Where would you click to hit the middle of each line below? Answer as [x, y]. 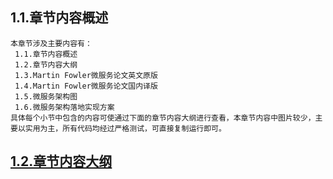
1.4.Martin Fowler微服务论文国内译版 [86, 86]
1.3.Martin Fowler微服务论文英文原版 [86, 75]
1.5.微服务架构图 [46, 96]
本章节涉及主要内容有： [51, 43]
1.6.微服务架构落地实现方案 [64, 107]
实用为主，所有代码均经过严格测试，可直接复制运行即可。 [125, 128]
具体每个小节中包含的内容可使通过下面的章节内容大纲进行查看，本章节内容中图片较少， [163, 118]
